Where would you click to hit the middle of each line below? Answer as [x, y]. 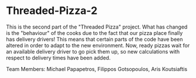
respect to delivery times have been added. [59, 58]
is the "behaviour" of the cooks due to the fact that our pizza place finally [94, 33]
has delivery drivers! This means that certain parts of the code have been [94, 39]
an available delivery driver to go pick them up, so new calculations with [93, 51]
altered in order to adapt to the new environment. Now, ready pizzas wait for [98, 45]
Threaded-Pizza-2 [52, 11]
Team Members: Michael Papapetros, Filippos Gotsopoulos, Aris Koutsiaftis [97, 69]
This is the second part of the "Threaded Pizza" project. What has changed [97, 27]
